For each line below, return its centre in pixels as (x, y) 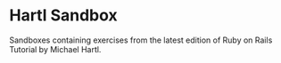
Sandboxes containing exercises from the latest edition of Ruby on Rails (141, 40)
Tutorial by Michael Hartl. (55, 49)
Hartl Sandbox (63, 16)
